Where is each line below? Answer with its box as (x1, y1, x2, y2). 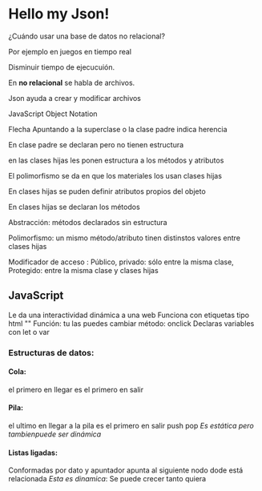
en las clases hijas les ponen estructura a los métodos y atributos (8, 155, 224, 165)
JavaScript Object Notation (8, 109, 98, 119)
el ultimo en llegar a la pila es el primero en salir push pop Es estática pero (8, 421, 254, 431)
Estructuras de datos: (8, 347, 95, 358)
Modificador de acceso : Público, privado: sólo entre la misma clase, (8, 257, 234, 267)
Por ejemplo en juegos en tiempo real (8, 46, 132, 56)
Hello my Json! (8, 5, 110, 23)
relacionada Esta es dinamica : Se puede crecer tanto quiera (8, 474, 207, 484)
